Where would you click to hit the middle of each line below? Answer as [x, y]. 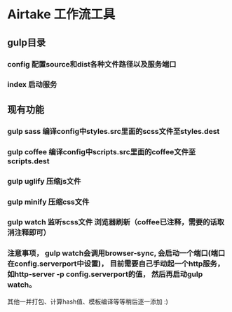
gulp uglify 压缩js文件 [44, 181]
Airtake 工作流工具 [61, 14]
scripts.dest [28, 161]
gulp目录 [27, 42]
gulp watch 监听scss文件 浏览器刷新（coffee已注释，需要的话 [112, 222]
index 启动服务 [32, 85]
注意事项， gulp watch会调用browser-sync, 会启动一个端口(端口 [116, 253]
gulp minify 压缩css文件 [48, 202]
